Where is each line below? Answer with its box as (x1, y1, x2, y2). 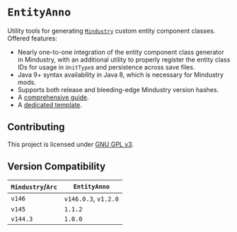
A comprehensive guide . (17, 93, 90, 101)
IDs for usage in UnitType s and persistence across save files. (17, 62, 195, 71)
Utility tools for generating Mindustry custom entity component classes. (7, 26, 216, 35)
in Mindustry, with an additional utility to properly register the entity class (17, 55, 231, 64)
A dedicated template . (17, 100, 83, 109)
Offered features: (7, 34, 58, 43)
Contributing (7, 121, 65, 133)
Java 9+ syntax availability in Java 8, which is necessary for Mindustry (17, 70, 224, 79)
